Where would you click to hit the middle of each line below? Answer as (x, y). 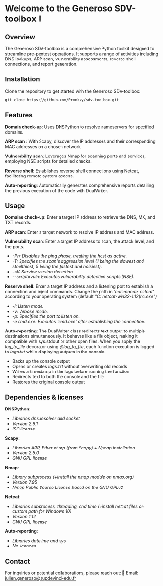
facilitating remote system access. (40, 176)
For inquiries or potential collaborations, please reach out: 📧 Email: (71, 573)
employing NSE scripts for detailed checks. (48, 161)
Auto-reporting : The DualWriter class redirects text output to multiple (75, 331)
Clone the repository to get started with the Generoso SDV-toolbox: (73, 91)
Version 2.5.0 (25, 453)
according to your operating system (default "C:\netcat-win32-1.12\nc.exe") (81, 297)
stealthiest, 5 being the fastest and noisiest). (57, 267)
